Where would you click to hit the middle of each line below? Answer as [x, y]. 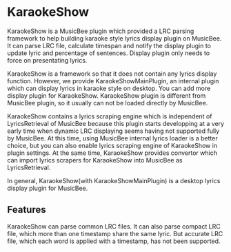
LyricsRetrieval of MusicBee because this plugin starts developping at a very [116, 123]
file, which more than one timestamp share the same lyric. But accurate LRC [115, 233]
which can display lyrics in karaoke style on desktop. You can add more [109, 88]
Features [27, 210]
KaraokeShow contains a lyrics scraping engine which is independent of [110, 116]
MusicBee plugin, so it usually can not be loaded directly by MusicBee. [108, 103]
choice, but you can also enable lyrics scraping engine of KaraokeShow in [112, 145]
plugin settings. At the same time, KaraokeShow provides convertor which [112, 153]
